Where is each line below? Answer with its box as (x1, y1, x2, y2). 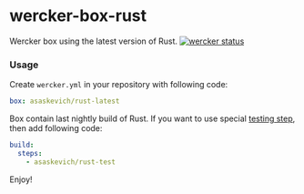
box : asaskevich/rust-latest (9, 97, 120, 106)
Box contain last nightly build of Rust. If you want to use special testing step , (9, 113, 296, 124)
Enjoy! (9, 174, 34, 185)
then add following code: (9, 123, 103, 134)
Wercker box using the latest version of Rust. (9, 36, 178, 46)
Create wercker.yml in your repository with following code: (9, 79, 228, 90)
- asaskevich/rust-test (25, 157, 117, 167)
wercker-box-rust (9, 5, 147, 26)
